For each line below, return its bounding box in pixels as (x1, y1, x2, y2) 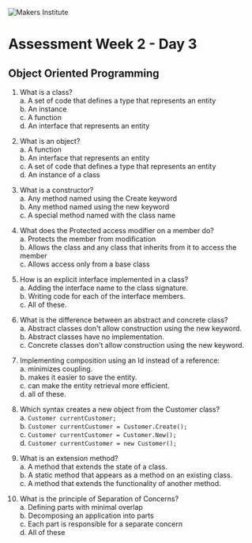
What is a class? (19, 88, 73, 96)
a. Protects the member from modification (19, 234, 156, 243)
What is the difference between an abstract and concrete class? (19, 315, 228, 324)
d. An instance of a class (19, 170, 100, 179)
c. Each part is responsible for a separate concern (19, 519, 183, 529)
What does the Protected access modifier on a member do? (19, 226, 215, 235)
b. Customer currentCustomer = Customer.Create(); (19, 421, 188, 431)
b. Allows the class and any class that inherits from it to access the (19, 243, 237, 252)
